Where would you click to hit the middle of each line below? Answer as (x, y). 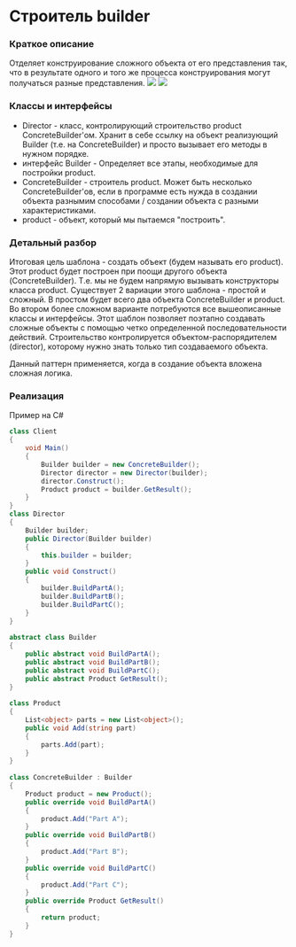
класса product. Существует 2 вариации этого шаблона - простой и (138, 291)
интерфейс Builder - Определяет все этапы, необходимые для (140, 163)
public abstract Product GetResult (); (97, 679)
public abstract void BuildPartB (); (93, 662)
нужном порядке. (55, 153)
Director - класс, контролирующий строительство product (132, 125)
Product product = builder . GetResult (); (117, 489)
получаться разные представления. (77, 83)
